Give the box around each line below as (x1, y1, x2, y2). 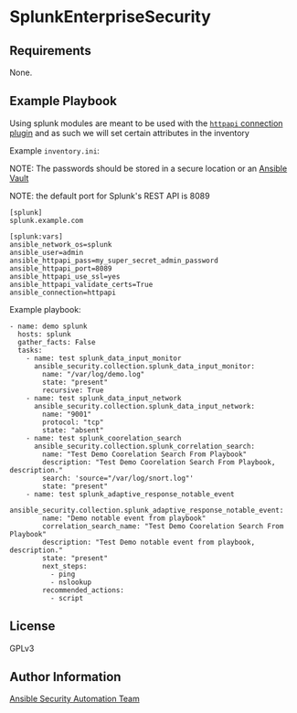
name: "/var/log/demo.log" (42, 369, 145, 378)
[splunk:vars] (9, 231, 64, 241)
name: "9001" (42, 410, 92, 419)
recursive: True (42, 386, 104, 395)
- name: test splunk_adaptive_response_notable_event (26, 489, 235, 499)
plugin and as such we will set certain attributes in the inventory (9, 127, 249, 138)
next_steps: (42, 561, 89, 570)
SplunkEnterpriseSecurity (9, 6, 212, 27)
